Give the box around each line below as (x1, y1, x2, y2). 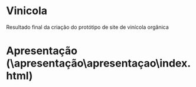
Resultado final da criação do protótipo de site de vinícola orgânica (6, 24, 169, 31)
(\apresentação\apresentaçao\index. (6, 57, 191, 70)
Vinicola (6, 4, 48, 18)
